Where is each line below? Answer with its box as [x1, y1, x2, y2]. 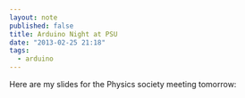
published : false [9, 21, 74, 30]
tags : [9, 46, 30, 55]
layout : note [9, 12, 58, 22]
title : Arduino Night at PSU [9, 29, 118, 38]
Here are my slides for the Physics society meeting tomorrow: [9, 79, 237, 89]
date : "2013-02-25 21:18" [9, 37, 106, 47]
